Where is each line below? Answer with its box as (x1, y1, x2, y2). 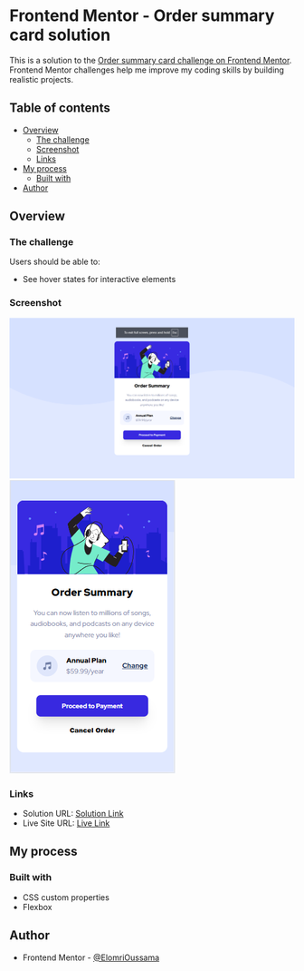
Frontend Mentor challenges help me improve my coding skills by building (9, 64, 285, 75)
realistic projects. (9, 74, 74, 84)
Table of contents (9, 101, 110, 116)
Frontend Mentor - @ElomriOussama (22, 952, 160, 963)
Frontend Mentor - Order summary (9, 5, 275, 26)
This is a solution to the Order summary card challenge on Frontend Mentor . (9, 54, 292, 65)
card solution (9, 25, 111, 45)
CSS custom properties (22, 891, 110, 903)
